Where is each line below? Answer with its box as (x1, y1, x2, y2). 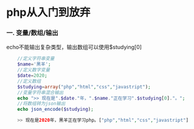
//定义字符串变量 (17, 56, 55, 62)
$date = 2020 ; (17, 73, 47, 79)
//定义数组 (17, 78, 41, 84)
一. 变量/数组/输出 (6, 28, 59, 37)
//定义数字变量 (17, 67, 50, 73)
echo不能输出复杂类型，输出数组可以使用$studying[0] (6, 44, 142, 51)
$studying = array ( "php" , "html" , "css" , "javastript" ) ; (17, 84, 151, 90)
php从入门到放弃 (6, 5, 91, 19)
